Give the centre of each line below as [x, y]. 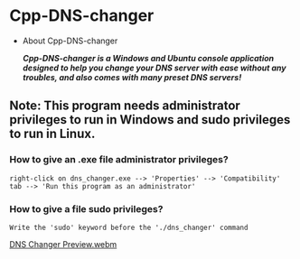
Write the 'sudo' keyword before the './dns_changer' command [129, 227]
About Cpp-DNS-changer [70, 41]
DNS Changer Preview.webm [63, 244]
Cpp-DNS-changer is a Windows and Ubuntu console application [148, 58]
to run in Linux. [52, 134]
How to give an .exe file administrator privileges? [119, 160]
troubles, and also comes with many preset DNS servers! [132, 77]
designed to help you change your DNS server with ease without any [154, 68]
